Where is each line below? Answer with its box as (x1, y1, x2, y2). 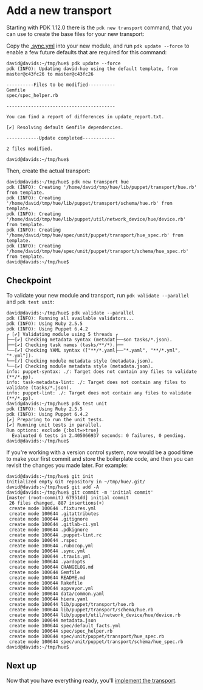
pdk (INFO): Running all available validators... (6, 315, 135, 321)
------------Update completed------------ (6, 135, 115, 141)
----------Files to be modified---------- (6, 82, 115, 88)
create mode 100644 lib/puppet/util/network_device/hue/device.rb (9, 612, 181, 618)
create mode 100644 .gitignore (9, 516, 88, 522)
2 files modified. (6, 146, 53, 152)
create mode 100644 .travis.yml (9, 553, 91, 560)
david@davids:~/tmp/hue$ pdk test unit (6, 400, 108, 407)
